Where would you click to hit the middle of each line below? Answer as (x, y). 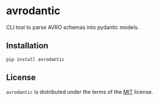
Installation (27, 46)
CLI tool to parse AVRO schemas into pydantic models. (72, 27)
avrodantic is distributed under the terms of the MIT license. (80, 92)
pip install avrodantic (36, 59)
